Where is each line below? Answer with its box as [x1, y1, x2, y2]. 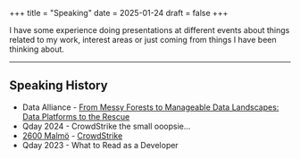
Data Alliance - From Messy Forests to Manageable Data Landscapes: [21, 102, 279, 113]
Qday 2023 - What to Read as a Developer [21, 139, 179, 150]
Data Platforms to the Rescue [21, 111, 130, 121]
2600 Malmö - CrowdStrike [21, 130, 123, 141]
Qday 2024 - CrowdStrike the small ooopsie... [21, 121, 191, 131]
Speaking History [9, 78, 109, 93]
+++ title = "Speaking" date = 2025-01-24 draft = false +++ [9, 8, 229, 18]
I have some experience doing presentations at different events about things [9, 25, 290, 35]
